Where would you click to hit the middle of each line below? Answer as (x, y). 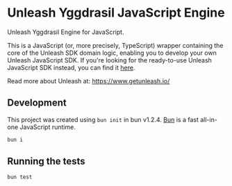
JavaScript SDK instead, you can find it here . (71, 67)
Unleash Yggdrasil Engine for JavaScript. (66, 32)
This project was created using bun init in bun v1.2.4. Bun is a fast (103, 119)
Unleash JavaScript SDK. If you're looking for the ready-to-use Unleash (109, 60)
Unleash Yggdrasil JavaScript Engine (116, 13)
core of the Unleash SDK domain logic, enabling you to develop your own (112, 53)
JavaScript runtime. (48, 127)
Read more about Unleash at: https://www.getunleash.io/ (89, 81)
